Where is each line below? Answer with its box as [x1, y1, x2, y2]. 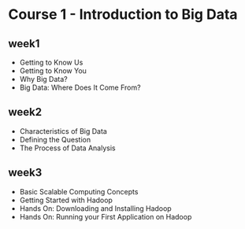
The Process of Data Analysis [19, 143, 116, 153]
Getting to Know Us [19, 57, 84, 67]
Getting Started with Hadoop [19, 195, 113, 205]
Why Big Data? [19, 75, 69, 83]
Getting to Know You [19, 66, 87, 76]
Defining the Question [19, 135, 91, 144]
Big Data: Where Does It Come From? [19, 83, 141, 92]
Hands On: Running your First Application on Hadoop [19, 212, 192, 221]
